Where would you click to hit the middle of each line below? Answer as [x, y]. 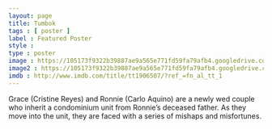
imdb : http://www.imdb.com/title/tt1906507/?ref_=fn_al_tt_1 [115, 76]
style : [21, 46]
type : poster [32, 53]
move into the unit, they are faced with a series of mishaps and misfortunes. [135, 116]
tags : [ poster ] [39, 31]
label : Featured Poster [50, 38]
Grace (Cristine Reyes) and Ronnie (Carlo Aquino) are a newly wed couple [132, 98]
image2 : [23, 69]
